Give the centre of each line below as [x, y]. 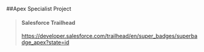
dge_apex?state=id [45, 42]
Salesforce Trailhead [48, 22]
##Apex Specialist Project [39, 9]
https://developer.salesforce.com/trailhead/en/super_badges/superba [109, 36]
